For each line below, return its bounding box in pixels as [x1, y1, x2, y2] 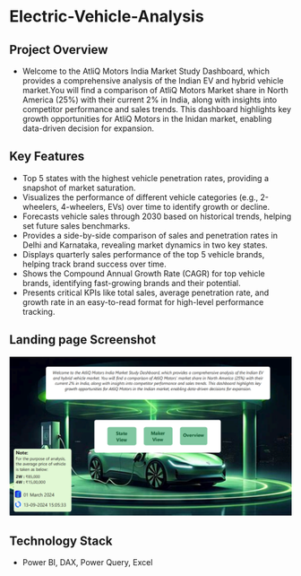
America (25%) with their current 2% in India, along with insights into [21, 94, 278, 105]
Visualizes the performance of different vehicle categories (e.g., [21, 191, 259, 203]
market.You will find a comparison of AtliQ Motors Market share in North [21, 85, 288, 95]
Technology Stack [9, 534, 113, 548]
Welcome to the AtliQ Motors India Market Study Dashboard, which [21, 65, 271, 76]
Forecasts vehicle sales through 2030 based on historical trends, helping [21, 211, 292, 222]
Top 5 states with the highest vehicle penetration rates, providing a [21, 172, 269, 183]
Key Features [9, 149, 85, 164]
